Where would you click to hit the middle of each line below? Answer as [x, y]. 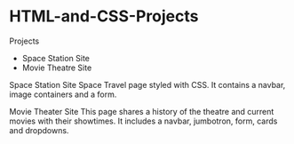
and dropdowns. [39, 130]
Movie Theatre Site [57, 68]
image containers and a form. [63, 94]
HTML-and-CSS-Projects [104, 16]
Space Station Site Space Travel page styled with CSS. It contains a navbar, [147, 84]
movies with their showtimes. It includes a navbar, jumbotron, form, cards [143, 121]
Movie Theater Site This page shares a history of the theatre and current [142, 111]
